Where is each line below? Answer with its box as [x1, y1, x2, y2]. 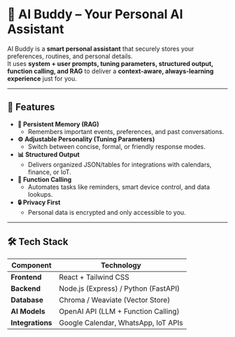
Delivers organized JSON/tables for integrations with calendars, [27, 160, 212, 168]
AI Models [10, 306, 45, 316]
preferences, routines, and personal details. [7, 52, 133, 60]
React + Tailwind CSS [59, 272, 129, 282]
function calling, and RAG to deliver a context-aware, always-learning [7, 67, 214, 75]
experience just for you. [7, 74, 77, 83]
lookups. [27, 190, 53, 199]
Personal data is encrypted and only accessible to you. [27, 208, 187, 216]
